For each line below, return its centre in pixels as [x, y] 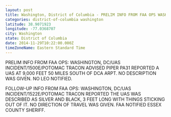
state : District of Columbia [36, 39]
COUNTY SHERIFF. [25, 110]
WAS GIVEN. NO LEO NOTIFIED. [39, 78]
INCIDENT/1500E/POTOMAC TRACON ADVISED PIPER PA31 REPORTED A [82, 68]
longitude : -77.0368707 [31, 29]
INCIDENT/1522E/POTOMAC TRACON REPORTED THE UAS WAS [73, 94]
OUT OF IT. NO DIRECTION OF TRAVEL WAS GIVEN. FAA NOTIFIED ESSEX [83, 104]
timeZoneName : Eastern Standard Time [45, 48]
